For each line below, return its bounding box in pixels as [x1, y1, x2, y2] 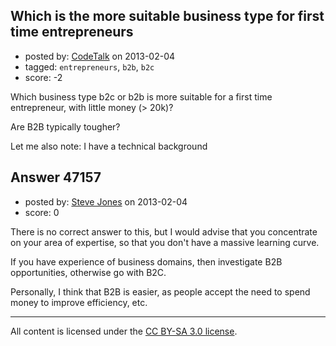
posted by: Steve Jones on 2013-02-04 [24, 195, 188, 208]
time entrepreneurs [10, 24, 134, 41]
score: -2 [24, 71, 63, 83]
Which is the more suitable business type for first [10, 8, 325, 25]
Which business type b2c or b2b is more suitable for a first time [10, 90, 273, 103]
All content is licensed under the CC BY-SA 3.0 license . [10, 325, 238, 337]
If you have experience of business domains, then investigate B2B [10, 255, 283, 268]
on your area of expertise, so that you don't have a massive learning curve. [10, 236, 320, 248]
